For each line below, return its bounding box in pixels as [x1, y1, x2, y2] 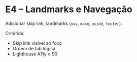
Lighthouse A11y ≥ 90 [12, 51, 58, 57]
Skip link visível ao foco [12, 40, 62, 46]
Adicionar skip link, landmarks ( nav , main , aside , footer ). [5, 20, 123, 26]
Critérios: [5, 30, 25, 36]
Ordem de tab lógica [12, 45, 56, 51]
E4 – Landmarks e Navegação [5, 4, 133, 15]
